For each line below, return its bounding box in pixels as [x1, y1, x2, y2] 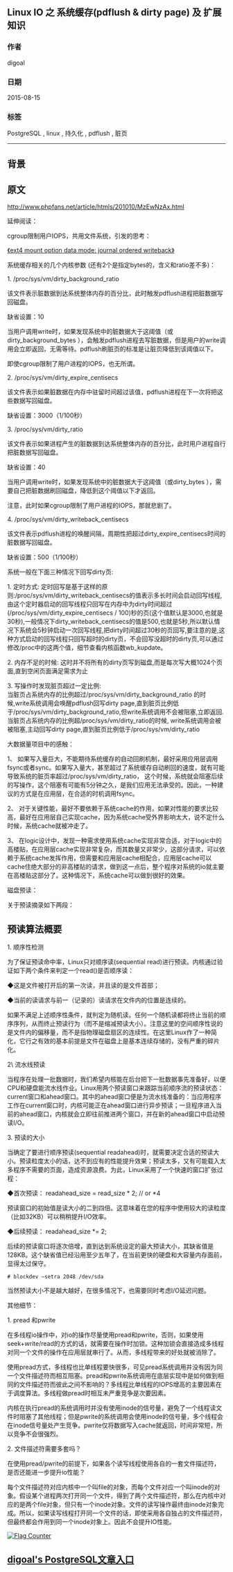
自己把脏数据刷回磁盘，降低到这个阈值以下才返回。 [12, 486, 159, 495]
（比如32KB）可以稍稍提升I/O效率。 [7, 1212, 111, 1221]
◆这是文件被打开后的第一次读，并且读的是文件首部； [7, 981, 159, 990]
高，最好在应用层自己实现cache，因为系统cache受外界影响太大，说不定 [7, 813, 213, 821]
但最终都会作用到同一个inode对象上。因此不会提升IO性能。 [7, 1518, 175, 1526]
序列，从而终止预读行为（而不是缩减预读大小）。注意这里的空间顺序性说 [12, 1020, 217, 1028]
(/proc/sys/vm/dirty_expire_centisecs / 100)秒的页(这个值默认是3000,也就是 [7, 609, 223, 617]
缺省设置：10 [7, 312, 44, 321]
